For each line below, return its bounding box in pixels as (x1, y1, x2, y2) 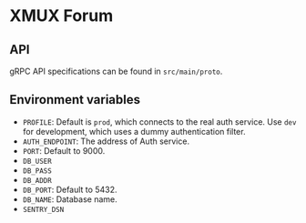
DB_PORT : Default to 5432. (22, 184, 117, 195)
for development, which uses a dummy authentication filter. (22, 126, 246, 137)
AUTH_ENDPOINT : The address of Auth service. (22, 136, 189, 147)
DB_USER (22, 157, 52, 166)
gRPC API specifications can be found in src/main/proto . (9, 66, 223, 76)
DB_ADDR (22, 176, 52, 185)
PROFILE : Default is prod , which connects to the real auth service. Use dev (22, 116, 297, 127)
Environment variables (9, 92, 141, 107)
